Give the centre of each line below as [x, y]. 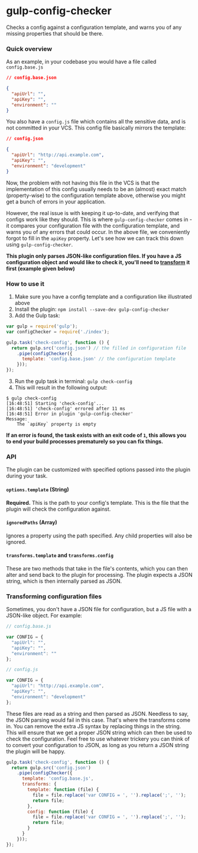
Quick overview [29, 48]
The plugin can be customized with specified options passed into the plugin [98, 470]
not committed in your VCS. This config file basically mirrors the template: [96, 128]
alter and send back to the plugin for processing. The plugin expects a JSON [99, 575]
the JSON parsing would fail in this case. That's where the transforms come [98, 720]
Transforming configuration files [54, 596]
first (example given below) [40, 268]
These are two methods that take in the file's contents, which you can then [97, 568]
